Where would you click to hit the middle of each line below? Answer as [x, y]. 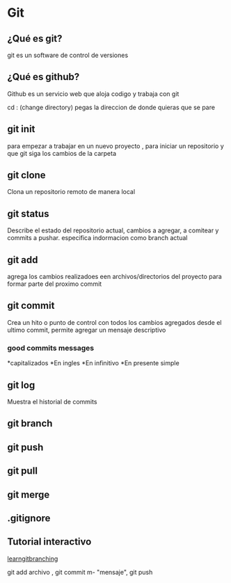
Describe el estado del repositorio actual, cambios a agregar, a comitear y [113, 230]
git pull [23, 471]
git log [21, 385]
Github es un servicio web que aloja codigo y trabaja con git [93, 94]
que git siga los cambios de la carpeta [62, 153]
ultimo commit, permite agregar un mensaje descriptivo [87, 330]
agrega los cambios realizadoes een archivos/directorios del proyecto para [115, 277]
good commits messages [51, 348]
